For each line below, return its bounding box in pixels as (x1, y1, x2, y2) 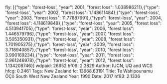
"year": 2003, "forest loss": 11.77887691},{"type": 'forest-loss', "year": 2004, (5, 15, 162, 20)
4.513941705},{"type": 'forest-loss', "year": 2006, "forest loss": (5, 25, 135, 31)
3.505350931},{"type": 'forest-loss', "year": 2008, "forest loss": (5, 36, 136, 42)
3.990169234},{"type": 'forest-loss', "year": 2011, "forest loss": (5, 52, 134, 58)
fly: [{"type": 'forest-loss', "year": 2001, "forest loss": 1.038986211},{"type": (5, 4, 160, 10)
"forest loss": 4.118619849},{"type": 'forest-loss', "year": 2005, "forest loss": (5, 20, 162, 26)
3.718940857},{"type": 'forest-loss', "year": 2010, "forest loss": (5, 47, 135, 52)
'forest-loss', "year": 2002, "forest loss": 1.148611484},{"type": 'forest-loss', (5, 9, 161, 15)
